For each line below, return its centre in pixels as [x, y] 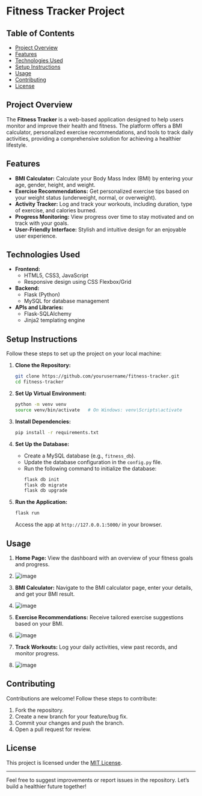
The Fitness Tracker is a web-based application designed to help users [95, 119]
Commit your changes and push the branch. [69, 723]
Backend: [27, 288]
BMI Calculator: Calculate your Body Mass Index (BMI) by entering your [104, 178]
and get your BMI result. [45, 594]
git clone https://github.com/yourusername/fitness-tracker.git [97, 376]
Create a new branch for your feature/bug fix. [71, 716]
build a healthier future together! [46, 786]
